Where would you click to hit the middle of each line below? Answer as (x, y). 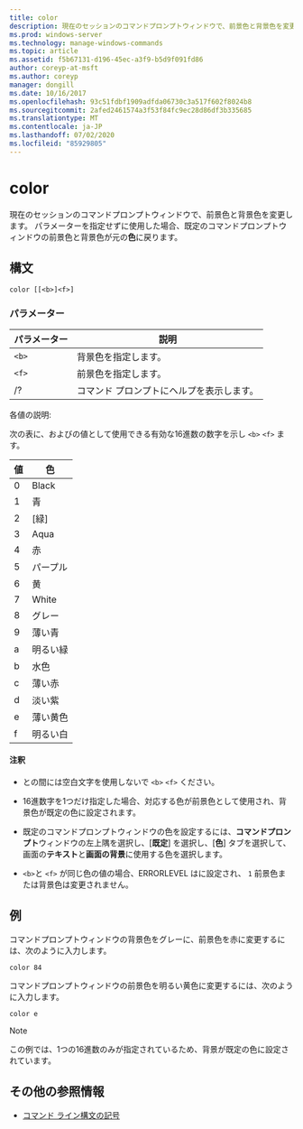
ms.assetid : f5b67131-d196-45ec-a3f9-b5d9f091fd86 (106, 60)
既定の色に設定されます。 (94, 812)
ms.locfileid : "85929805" (58, 143)
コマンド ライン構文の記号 (71, 1115)
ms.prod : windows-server (56, 34)
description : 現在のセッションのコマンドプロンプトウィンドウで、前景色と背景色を (146, 26)
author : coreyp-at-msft (54, 69)
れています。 (33, 1060)
